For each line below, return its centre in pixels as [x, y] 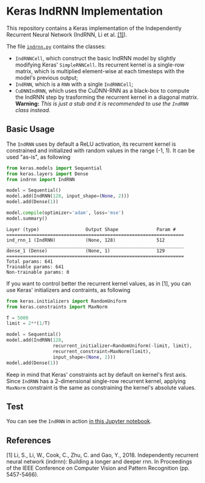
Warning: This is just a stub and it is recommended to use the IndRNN [102, 103]
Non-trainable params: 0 [38, 272]
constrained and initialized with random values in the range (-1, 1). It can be [101, 150]
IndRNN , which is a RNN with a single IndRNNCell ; [74, 84]
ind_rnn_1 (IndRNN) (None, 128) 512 [86, 240]
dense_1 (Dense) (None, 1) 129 [86, 251]
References [29, 440]
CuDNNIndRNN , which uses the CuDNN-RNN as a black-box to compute [102, 90]
